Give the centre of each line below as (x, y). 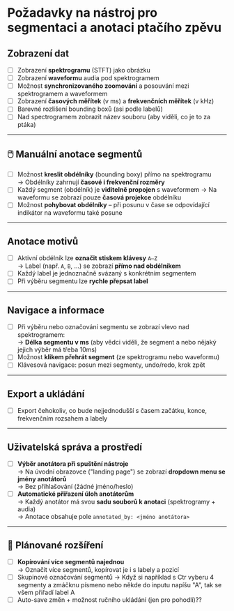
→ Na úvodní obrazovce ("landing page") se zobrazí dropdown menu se (121, 472)
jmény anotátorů (42, 479)
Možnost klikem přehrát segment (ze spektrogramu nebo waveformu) (118, 357)
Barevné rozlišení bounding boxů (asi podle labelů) (90, 109)
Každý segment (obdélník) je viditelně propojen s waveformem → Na (117, 190)
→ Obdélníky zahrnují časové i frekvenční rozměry (91, 182)
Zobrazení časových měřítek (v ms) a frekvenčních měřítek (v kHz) (116, 101)
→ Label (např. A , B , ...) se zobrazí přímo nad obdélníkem (99, 266)
